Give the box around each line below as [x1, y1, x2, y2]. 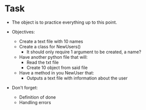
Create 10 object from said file [26, 65, 88, 71]
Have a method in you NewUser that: [19, 70, 94, 75]
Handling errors [19, 99, 51, 105]
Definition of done [19, 94, 56, 100]
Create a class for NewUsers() [19, 43, 81, 49]
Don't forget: [11, 84, 38, 90]
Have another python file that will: [19, 54, 88, 60]
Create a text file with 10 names [19, 38, 83, 44]
